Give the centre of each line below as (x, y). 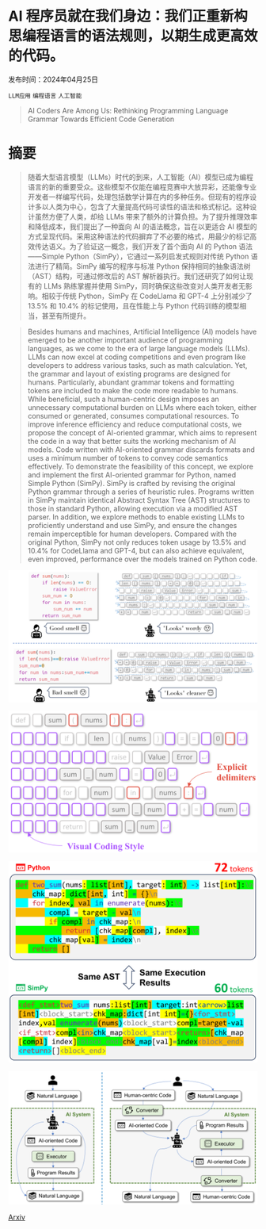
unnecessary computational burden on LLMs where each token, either (142, 407)
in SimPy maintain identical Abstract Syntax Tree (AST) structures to (139, 500)
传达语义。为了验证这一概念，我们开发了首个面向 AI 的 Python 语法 (144, 246)
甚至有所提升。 (66, 316)
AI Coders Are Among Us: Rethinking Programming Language (128, 110)
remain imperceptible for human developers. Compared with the (132, 534)
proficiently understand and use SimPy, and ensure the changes (132, 525)
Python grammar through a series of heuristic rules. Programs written (141, 492)
